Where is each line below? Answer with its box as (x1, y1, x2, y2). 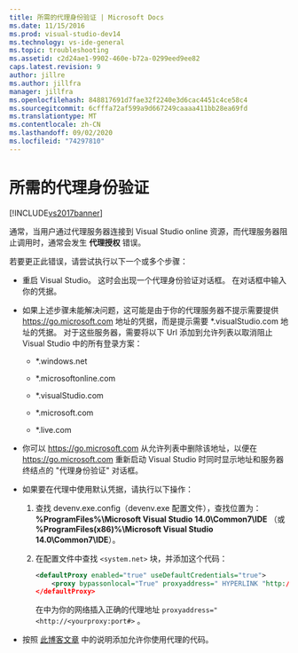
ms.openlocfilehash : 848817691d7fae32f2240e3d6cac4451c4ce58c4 (9, 95, 248, 105)
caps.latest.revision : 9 (9, 63, 101, 72)
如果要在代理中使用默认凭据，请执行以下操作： (21, 484, 193, 494)
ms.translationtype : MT (9, 112, 98, 121)
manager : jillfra (9, 87, 74, 96)
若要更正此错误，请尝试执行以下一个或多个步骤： (9, 256, 188, 266)
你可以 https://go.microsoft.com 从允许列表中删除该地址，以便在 (21, 443, 258, 453)
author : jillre (9, 71, 66, 80)
